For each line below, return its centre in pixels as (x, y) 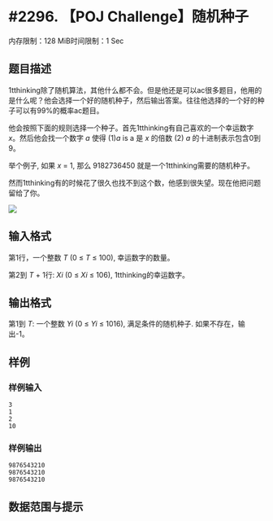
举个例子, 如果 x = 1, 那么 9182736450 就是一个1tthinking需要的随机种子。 (131, 165)
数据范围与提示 (46, 507)
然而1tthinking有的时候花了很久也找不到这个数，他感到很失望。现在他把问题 (135, 182)
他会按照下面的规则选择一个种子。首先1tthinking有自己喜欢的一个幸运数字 (131, 128)
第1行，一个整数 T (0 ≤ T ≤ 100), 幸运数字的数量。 (91, 257)
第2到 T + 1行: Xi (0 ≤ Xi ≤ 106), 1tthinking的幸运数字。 (99, 274)
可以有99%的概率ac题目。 (59, 110)
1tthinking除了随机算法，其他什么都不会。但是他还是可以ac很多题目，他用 (132, 90)
